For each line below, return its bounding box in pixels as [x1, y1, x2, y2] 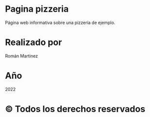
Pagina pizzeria [5, 3, 69, 15]
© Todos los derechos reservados [5, 104, 146, 115]
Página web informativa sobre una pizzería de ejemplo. [5, 20, 115, 25]
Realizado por [5, 37, 62, 48]
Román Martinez [5, 53, 38, 59]
